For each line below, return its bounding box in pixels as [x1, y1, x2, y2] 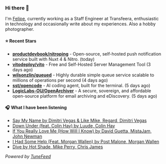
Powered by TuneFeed [5, 153, 51, 159]
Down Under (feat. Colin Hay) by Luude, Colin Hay [12, 122, 115, 128]
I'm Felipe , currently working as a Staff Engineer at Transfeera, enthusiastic [5, 16, 159, 22]
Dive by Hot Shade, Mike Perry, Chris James [12, 144, 103, 150]
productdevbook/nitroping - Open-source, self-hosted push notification [12, 51, 162, 56]
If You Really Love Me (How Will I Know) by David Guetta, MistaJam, [12, 128, 152, 134]
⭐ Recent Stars [5, 38, 37, 44]
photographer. [5, 26, 35, 32]
